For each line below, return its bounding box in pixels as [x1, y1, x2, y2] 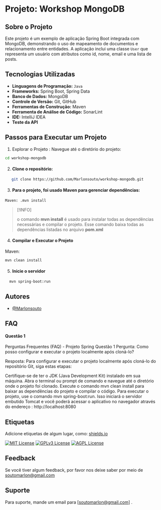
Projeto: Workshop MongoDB [5, 3, 125, 15]
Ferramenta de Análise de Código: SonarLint [12, 109, 102, 115]
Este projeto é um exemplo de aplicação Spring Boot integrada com [5, 35, 139, 41]
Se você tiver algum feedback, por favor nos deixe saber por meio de [5, 467, 144, 473]
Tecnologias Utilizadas [5, 70, 75, 79]
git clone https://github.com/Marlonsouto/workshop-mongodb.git [11, 177, 144, 181]
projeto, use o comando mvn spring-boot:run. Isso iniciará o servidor [5, 394, 143, 399]
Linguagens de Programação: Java [12, 83, 83, 89]
